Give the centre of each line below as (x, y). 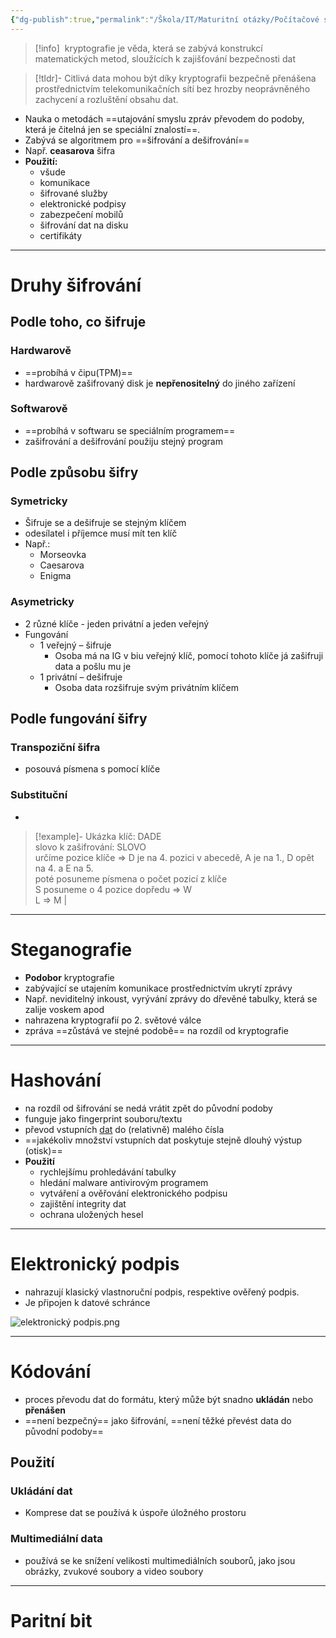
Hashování (56, 1080)
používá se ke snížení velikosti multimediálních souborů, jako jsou (160, 1560)
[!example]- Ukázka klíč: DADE (98, 836)
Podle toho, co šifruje (78, 322)
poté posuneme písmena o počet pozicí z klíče (131, 878)
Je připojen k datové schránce (87, 1302)
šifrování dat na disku (84, 225)
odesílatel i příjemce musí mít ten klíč (101, 533)
